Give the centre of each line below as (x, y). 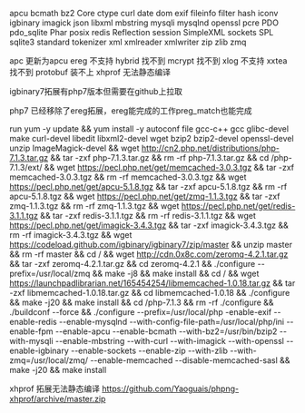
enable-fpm (31, 331)
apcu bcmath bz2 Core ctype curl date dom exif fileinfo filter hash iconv (144, 13)
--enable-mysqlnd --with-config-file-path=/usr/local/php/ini (171, 322)
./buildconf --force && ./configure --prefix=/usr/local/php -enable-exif (141, 312)
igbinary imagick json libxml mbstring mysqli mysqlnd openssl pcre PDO (144, 23)
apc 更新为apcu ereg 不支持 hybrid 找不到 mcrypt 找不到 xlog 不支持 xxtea (148, 61)
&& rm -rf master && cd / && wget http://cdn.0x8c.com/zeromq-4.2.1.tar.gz (149, 254)
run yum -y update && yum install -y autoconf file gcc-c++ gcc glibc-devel (149, 129)
